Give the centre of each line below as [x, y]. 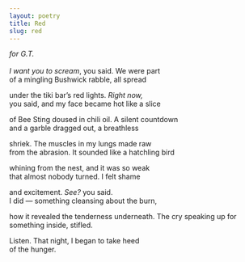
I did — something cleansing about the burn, [83, 201]
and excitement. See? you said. [61, 192]
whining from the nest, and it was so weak [80, 168]
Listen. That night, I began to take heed [74, 241]
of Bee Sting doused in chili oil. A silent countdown [94, 120]
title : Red [27, 23]
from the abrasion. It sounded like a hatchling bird [92, 152]
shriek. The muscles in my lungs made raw [80, 144]
